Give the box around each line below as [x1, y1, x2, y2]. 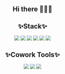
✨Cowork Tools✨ [5, 50, 60, 59]
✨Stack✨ [17, 22, 47, 30]
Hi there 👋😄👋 [12, 5, 52, 13]
